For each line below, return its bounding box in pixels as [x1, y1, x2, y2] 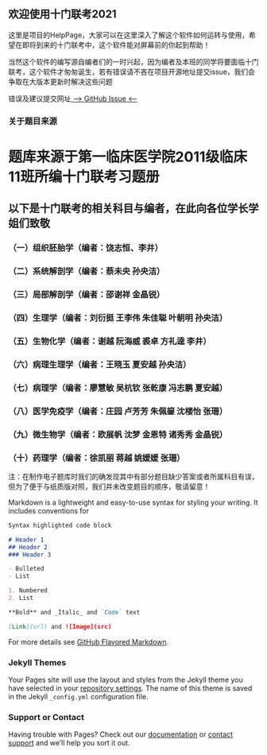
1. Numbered [8, 587, 48, 594]
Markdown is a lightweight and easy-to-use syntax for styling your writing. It [8, 498, 258, 507]
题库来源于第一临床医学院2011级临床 [8, 148, 248, 165]
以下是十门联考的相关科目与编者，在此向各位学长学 [8, 202, 259, 215]
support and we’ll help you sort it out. [8, 738, 130, 748]
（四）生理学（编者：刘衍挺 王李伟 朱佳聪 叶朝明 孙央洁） [8, 312, 228, 323]
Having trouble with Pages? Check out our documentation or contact [8, 730, 233, 739]
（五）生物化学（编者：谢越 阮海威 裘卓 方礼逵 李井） [8, 335, 212, 347]
